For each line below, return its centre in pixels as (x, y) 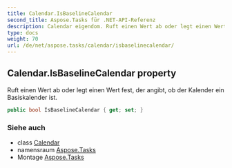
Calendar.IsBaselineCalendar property (92, 73)
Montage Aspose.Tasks (50, 157)
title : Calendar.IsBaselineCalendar (60, 13)
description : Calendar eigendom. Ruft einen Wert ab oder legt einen (109, 26)
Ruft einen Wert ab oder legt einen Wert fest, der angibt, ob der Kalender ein (116, 90)
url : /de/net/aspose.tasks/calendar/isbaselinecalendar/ (91, 45)
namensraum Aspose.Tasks (57, 149)
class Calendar (38, 143)
